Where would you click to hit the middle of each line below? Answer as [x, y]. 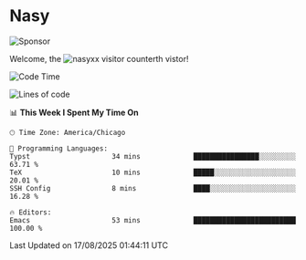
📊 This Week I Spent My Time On [74, 112]
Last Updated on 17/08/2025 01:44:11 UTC [89, 245]
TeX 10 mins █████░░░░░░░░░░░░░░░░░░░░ [153, 172]
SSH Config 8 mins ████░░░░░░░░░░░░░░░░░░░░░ [153, 188]
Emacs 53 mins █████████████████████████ [153, 220]
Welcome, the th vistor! [99, 58]
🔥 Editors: [31, 212]
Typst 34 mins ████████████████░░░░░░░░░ [153, 156]
